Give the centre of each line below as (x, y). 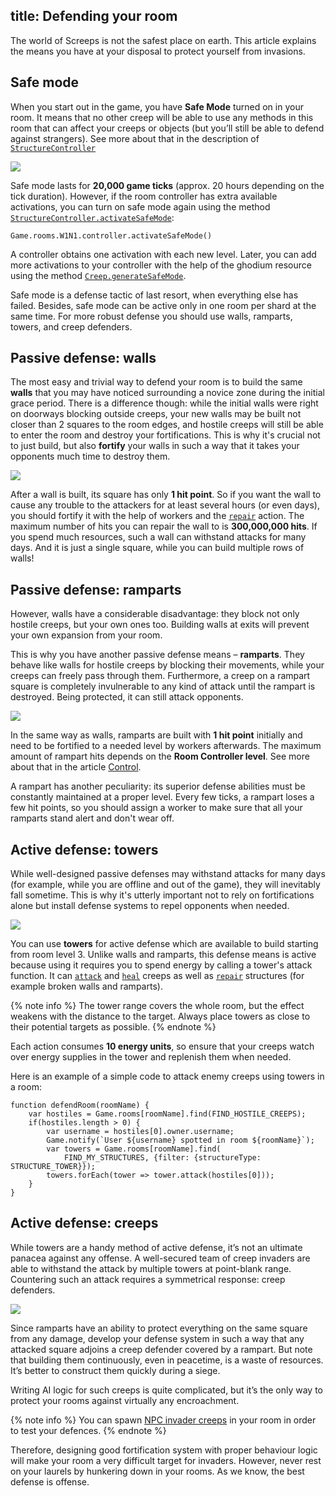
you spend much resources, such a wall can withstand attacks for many (158, 537)
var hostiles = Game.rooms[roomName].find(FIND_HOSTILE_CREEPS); (167, 1114)
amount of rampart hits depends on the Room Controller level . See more (160, 756)
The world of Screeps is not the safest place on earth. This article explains (163, 40)
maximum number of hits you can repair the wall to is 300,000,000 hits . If (164, 526)
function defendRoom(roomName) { (80, 1105)
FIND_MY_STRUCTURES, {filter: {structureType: (162, 1158)
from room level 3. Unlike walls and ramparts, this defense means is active (163, 955)
